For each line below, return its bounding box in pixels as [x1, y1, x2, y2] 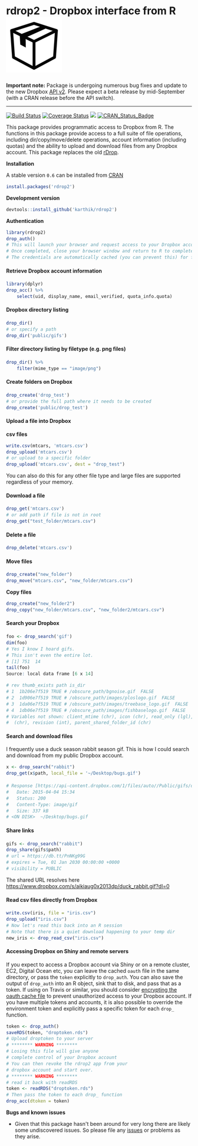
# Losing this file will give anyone [6, 1048, 99, 1054]
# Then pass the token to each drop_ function [6, 1092, 123, 1098]
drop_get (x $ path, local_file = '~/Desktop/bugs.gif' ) [6, 771, 141, 776]
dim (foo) [6, 640, 28, 646]
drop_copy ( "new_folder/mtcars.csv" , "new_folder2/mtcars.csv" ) [6, 607, 165, 613]
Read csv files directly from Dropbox [6, 896, 98, 903]
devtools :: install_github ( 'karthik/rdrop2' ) [6, 206, 117, 212]
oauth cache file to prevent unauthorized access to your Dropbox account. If [6, 992, 192, 999]
